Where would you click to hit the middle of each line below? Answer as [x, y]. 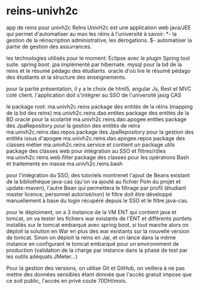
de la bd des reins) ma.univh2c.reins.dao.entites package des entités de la [98, 113]
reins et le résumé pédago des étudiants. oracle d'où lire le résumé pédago [99, 70]
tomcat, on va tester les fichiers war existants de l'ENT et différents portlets [99, 218]
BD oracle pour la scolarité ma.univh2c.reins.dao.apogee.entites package [96, 119]
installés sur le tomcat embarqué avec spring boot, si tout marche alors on [98, 224]
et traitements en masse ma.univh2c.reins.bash [64, 163]
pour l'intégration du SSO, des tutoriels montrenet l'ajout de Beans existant [98, 175]
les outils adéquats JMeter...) [42, 256]
